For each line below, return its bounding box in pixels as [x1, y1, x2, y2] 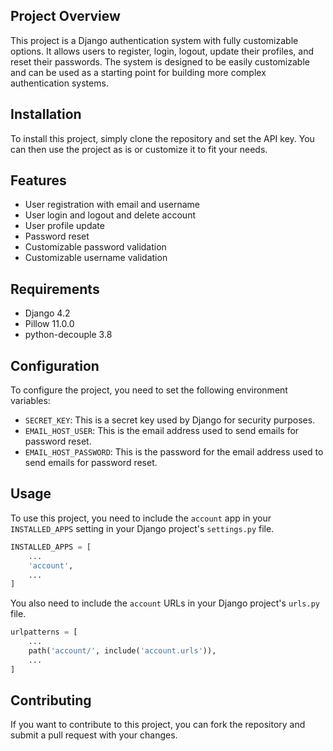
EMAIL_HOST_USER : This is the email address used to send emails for [24, 425, 300, 437]
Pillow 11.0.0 [24, 318, 75, 330]
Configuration [10, 357, 100, 374]
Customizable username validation [24, 252, 168, 264]
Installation [10, 106, 82, 123]
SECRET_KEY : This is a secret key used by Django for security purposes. [24, 414, 316, 426]
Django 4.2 [24, 307, 71, 319]
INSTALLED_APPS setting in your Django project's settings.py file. [10, 522, 275, 534]
